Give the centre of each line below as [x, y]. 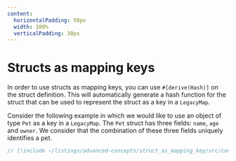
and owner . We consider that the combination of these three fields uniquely [115, 131]
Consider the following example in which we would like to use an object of [114, 115]
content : [20, 14]
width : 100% [31, 27]
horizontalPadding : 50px [50, 20]
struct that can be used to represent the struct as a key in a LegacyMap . [109, 102]
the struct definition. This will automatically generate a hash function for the [117, 94]
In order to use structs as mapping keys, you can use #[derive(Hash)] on [113, 87]
